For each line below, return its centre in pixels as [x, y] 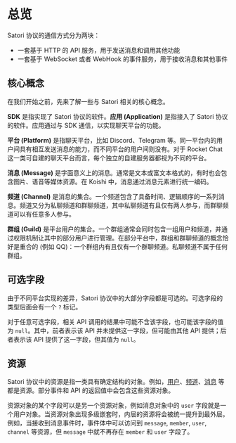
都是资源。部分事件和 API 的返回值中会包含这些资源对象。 [91, 390]
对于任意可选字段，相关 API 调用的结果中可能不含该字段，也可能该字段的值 [116, 321]
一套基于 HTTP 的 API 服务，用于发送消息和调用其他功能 [99, 50]
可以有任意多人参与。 [44, 214]
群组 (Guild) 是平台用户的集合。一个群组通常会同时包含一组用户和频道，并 [114, 229]
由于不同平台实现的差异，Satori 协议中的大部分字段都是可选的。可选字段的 [115, 298]
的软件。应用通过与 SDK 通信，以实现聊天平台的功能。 [86, 125]
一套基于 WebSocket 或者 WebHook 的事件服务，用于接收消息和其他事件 [123, 59]
